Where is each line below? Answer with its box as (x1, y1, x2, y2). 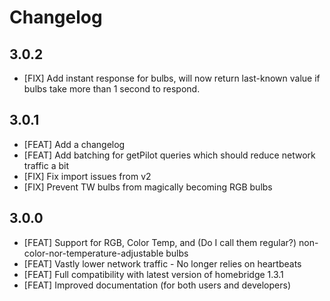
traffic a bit (23, 159, 69, 171)
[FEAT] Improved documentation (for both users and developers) (23, 279, 291, 291)
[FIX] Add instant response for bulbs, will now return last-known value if (23, 72, 321, 84)
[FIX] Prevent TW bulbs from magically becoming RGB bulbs (23, 181, 273, 193)
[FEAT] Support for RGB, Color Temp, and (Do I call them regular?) (23, 236, 297, 248)
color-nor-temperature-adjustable (23, 247, 164, 259)
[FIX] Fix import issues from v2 (23, 170, 152, 182)
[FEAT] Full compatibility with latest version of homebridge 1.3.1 (23, 268, 284, 280)
